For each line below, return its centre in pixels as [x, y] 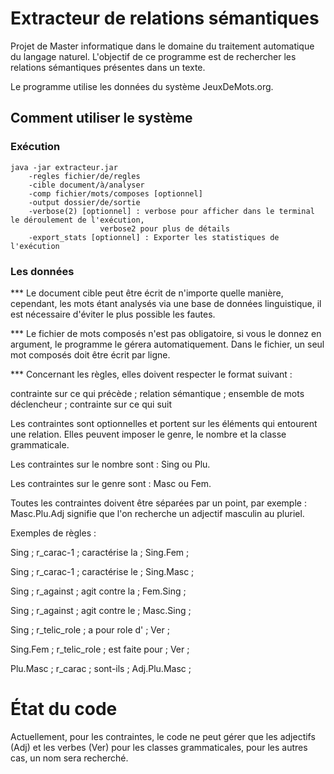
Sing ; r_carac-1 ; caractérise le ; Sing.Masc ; [102, 571]
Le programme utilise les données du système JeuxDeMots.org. [142, 86]
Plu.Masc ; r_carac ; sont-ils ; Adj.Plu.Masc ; [101, 668]
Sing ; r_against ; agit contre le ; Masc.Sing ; [101, 610]
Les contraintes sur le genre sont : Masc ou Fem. [111, 483]
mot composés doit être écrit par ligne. [90, 354]
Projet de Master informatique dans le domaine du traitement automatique [162, 46]
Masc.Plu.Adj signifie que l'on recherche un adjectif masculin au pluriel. [157, 513]
